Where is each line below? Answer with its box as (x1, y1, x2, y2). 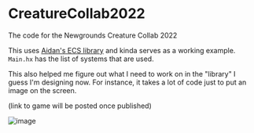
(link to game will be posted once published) (8, 101, 152, 110)
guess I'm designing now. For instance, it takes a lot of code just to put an (8, 77, 247, 87)
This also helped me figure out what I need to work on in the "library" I (8, 69, 236, 78)
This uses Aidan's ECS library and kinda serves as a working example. (8, 45, 236, 55)
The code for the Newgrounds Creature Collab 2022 (8, 31, 178, 40)
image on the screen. (8, 85, 77, 95)
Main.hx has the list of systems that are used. (8, 54, 155, 63)
